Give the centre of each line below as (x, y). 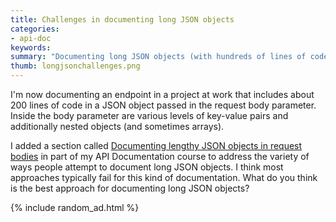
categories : (35, 29)
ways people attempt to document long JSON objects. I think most (147, 167)
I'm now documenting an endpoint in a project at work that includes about (162, 94)
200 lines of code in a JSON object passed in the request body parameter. (163, 105)
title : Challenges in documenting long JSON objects (122, 19)
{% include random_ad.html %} (75, 207)
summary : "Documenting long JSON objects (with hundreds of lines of (158, 57)
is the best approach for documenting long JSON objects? (130, 188)
